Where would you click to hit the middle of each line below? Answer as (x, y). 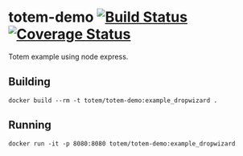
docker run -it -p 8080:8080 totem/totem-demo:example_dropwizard (122, 144)
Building (29, 82)
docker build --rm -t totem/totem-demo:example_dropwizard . (113, 101)
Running (30, 125)
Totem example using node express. (68, 56)
